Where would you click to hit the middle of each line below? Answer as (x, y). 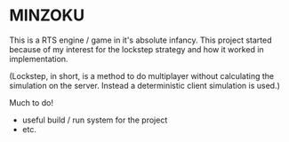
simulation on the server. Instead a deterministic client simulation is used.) (144, 85)
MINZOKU (47, 16)
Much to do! (31, 102)
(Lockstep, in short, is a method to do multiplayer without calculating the (142, 75)
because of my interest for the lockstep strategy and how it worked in (136, 49)
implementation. (39, 59)
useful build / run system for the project (95, 120)
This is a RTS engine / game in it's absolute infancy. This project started (140, 40)
